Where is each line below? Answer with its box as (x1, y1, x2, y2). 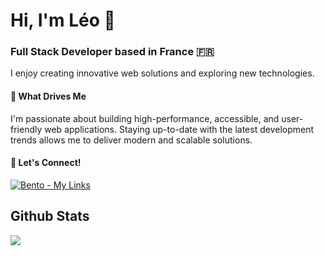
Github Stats (10, 208, 90, 225)
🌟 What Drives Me (10, 90, 87, 103)
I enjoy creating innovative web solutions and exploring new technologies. (10, 67, 315, 79)
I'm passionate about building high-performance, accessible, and (10, 112, 280, 124)
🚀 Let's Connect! (10, 157, 82, 169)
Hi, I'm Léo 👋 (10, 9, 116, 32)
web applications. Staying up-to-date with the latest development (44, 123, 315, 135)
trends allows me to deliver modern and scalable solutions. (10, 134, 253, 146)
